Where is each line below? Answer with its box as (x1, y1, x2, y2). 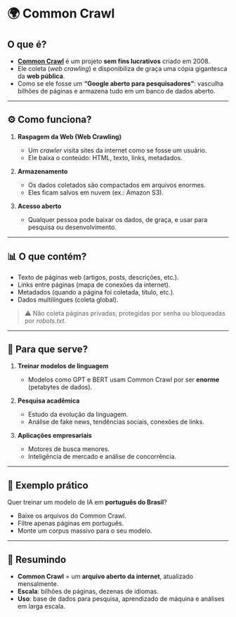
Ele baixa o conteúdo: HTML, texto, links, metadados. (27, 153, 183, 162)
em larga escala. (17, 602, 65, 611)
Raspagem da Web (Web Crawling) (17, 132, 122, 141)
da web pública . (17, 72, 65, 80)
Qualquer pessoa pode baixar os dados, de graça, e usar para (27, 215, 208, 223)
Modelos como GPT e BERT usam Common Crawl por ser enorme (27, 375, 220, 384)
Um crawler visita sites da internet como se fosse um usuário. (27, 145, 207, 155)
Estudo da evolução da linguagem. (27, 410, 129, 419)
